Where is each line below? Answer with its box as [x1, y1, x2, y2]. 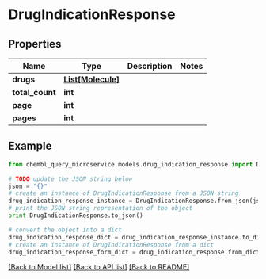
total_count [12, 87, 56, 97]
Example [8, 139, 52, 153]
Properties [8, 37, 62, 51]
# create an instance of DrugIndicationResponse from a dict [8, 240, 215, 249]
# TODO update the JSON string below [8, 174, 133, 183]
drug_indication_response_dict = [8, 233, 119, 241]
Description [127, 61, 173, 71]
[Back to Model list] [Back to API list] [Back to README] [8, 262, 190, 272]
